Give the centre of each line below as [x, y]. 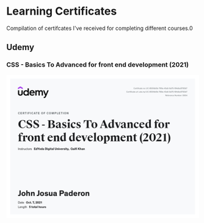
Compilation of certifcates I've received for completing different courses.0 [100, 28]
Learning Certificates [62, 11]
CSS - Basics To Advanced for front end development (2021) [98, 65]
